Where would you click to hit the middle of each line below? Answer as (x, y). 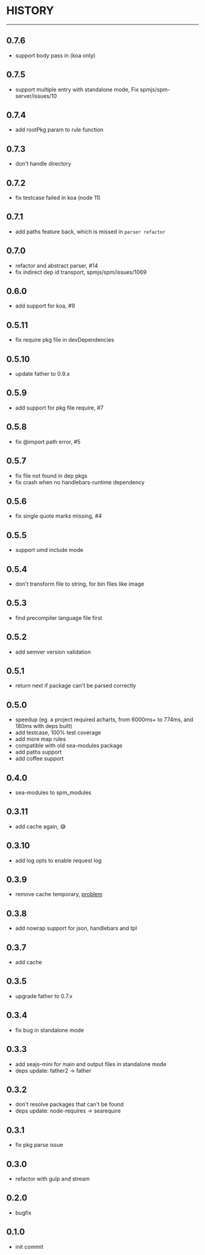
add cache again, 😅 (40, 826)
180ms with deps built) (44, 726)
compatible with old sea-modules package (69, 746)
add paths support (38, 752)
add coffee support (39, 759)
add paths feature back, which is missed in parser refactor (90, 231)
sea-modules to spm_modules (53, 793)
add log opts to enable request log (58, 860)
